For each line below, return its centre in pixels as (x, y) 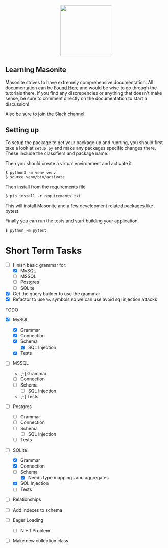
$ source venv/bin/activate (35, 177)
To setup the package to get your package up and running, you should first (84, 142)
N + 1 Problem (35, 530)
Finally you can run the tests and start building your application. (72, 221)
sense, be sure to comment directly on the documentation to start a (76, 98)
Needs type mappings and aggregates (68, 478)
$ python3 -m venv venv (31, 172)
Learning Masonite (36, 70)
